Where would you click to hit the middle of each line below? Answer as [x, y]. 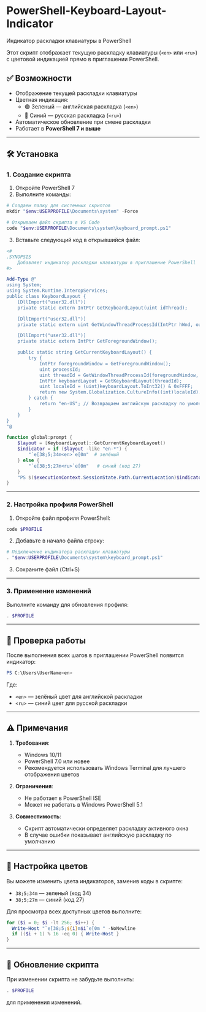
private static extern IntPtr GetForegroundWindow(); [87, 341]
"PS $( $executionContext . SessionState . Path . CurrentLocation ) [97, 477]
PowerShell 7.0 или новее [57, 761]
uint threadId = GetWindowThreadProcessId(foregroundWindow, [119, 375]
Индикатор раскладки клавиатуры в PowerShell [69, 40]
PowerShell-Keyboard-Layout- [86, 11]
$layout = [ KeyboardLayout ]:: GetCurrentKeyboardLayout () [92, 443]
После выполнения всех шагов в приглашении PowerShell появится [95, 655]
